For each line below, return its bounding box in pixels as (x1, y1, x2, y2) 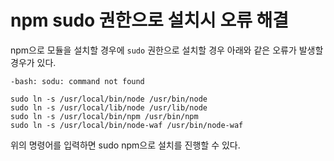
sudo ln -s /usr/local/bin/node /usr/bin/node (10, 94, 208, 104)
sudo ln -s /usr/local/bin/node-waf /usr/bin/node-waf (10, 120, 244, 130)
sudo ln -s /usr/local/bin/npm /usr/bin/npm (10, 111, 199, 121)
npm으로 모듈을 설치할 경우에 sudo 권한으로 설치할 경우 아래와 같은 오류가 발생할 (10, 44, 324, 56)
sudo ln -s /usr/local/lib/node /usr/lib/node (10, 102, 208, 113)
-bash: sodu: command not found (10, 76, 145, 86)
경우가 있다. (10, 56, 57, 68)
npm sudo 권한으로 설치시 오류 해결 (10, 9, 290, 32)
